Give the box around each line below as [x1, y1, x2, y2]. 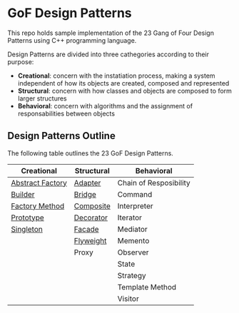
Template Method [117, 282, 177, 292]
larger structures [17, 94, 68, 103]
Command [117, 189, 153, 199]
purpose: [7, 57, 34, 66]
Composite [73, 201, 111, 211]
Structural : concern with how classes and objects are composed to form [17, 86, 232, 95]
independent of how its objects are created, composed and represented [17, 78, 230, 87]
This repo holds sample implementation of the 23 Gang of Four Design [7, 29, 214, 37]
